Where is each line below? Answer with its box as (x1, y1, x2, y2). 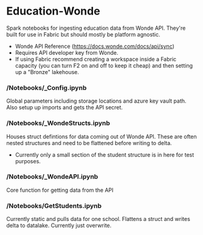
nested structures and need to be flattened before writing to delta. (6, 139, 172, 146)
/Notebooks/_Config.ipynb (6, 83, 87, 92)
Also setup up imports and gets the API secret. (6, 104, 123, 111)
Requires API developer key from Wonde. (15, 49, 119, 56)
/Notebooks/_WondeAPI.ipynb (6, 172, 98, 181)
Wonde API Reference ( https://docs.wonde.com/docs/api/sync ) (15, 43, 175, 50)
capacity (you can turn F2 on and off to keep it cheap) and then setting (15, 62, 193, 69)
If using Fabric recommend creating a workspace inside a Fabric (15, 55, 177, 63)
